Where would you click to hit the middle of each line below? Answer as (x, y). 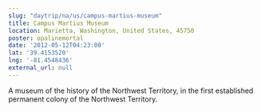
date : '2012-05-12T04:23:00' (57, 46)
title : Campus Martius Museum (59, 23)
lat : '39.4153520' (39, 53)
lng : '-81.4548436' (41, 61)
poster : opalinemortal (46, 38)
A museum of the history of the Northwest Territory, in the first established (131, 90)
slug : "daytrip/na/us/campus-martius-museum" (85, 16)
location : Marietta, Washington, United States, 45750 (101, 30)
